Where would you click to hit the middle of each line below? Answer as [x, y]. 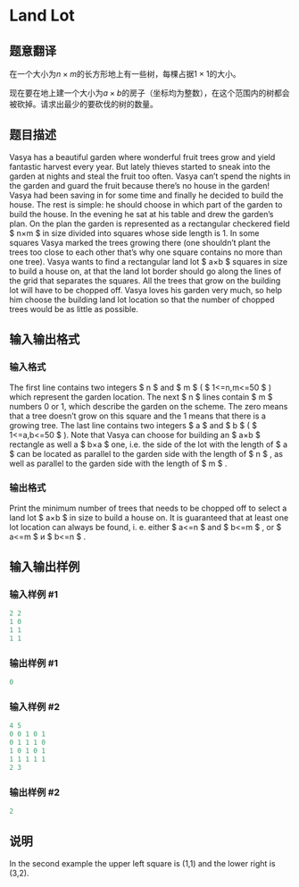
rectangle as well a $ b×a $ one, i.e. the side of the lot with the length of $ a [149, 444]
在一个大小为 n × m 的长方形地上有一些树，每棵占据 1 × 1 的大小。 [125, 74]
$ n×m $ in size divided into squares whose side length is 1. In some [134, 232]
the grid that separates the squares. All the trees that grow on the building [145, 280]
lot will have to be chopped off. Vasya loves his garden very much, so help [146, 290]
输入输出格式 [45, 339]
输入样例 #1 [33, 595]
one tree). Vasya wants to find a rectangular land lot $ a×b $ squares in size [149, 261]
